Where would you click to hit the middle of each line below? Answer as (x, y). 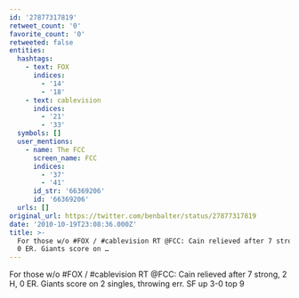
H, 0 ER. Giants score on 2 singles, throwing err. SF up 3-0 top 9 (127, 284)
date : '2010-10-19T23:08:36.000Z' (73, 224)
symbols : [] (40, 133)
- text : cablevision (63, 100)
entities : (28, 51)
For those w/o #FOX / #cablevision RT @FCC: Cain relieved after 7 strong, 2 (148, 274)
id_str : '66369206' (69, 191)
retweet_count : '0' (45, 26)
